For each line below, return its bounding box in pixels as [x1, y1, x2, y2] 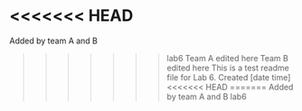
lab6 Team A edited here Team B [166, 52, 289, 63]
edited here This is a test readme [166, 62, 289, 73]
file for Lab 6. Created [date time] [166, 71, 291, 82]
